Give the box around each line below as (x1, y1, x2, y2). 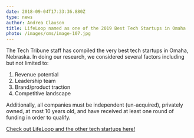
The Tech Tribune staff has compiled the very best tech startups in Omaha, (6, 47, 189, 54)
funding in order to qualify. (6, 114, 71, 121)
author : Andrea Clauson (6, 20, 65, 25)
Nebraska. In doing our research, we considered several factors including (6, 53, 185, 60)
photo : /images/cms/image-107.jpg (6, 31, 91, 37)
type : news (6, 14, 33, 20)
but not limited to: (6, 60, 49, 67)
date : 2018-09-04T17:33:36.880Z (6, 8, 86, 15)
